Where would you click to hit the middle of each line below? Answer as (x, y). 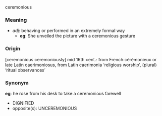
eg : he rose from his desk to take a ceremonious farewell (63, 93)
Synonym (17, 82)
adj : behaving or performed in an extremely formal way (69, 31)
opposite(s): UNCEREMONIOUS (45, 108)
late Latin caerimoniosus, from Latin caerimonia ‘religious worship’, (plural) (81, 65)
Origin (13, 49)
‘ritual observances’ (25, 70)
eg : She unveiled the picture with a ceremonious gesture (77, 36)
